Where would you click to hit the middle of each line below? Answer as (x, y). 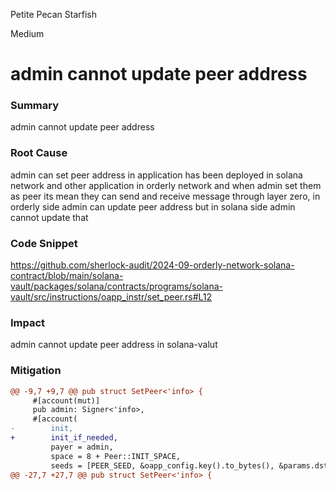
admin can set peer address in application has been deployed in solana (156, 175)
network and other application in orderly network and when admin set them (166, 185)
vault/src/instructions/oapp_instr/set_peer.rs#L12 (111, 297)
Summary (35, 106)
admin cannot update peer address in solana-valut (114, 345)
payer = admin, (82, 447)
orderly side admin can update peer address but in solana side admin (153, 206)
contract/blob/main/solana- (67, 276)
